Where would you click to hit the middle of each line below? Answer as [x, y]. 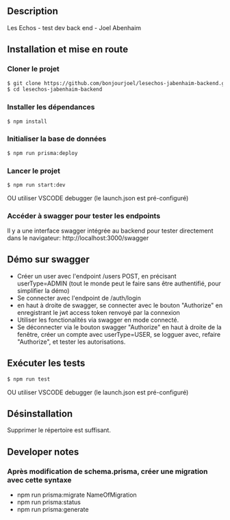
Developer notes [43, 452]
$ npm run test [29, 379]
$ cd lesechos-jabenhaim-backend [55, 90]
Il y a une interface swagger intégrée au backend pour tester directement [110, 231]
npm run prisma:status [49, 502]
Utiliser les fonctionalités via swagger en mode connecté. [98, 320]
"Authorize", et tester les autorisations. [71, 342]
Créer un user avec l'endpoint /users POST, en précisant [97, 276]
